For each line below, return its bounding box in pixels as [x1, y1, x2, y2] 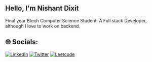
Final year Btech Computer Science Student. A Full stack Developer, [5, 17, 147, 23]
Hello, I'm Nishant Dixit [5, 4, 79, 13]
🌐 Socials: [5, 38, 39, 46]
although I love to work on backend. [5, 23, 80, 29]
